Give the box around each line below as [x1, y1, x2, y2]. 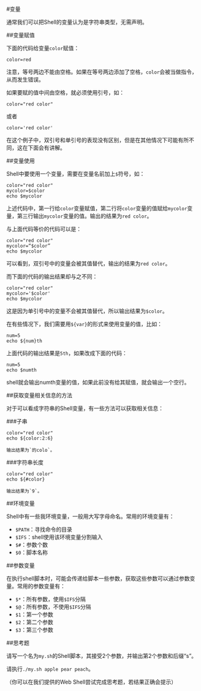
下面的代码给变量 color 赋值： [6, 45, 80, 52]
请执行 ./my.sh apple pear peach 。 [6, 665, 94, 673]
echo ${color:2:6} [6, 435, 53, 441]
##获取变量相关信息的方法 [6, 392, 72, 399]
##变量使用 [6, 157, 35, 164]
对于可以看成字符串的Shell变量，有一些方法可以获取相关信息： [6, 405, 164, 412]
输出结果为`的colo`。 [6, 447, 55, 453]
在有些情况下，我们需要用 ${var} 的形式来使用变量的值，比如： [6, 321, 162, 327]
